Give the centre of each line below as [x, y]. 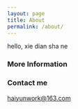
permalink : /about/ [36, 26]
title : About [26, 20]
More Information [37, 65]
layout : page [26, 14]
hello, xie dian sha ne [38, 47]
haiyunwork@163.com [39, 98]
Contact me [28, 83]
